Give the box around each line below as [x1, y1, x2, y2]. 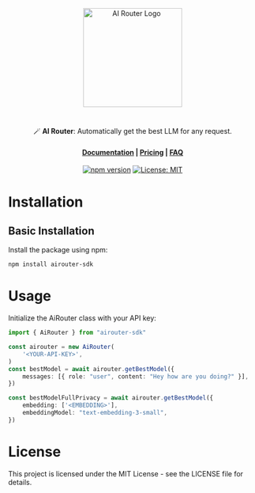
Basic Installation [8, 224, 95, 237]
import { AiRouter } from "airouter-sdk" [8, 328, 147, 337]
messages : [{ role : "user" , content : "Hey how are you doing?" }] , [22, 372, 249, 381]
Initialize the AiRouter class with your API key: [8, 313, 156, 323]
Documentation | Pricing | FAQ [81, 147, 184, 157]
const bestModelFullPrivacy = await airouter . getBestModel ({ [8, 394, 214, 402]
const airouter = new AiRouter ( [8, 343, 114, 351]
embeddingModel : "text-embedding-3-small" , [22, 409, 168, 417]
